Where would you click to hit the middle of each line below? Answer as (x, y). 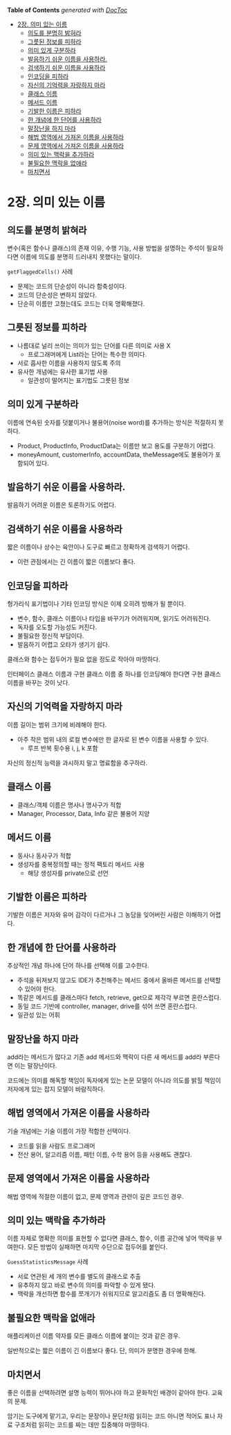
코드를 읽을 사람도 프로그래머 (56, 1146)
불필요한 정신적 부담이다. (50, 636)
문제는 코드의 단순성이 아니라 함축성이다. (72, 286)
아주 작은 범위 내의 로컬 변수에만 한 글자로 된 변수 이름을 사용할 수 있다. (113, 739)
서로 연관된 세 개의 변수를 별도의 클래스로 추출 (79, 1277)
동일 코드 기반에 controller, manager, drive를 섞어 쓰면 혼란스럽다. (107, 1006)
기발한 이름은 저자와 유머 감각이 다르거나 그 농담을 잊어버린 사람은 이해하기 (108, 915)
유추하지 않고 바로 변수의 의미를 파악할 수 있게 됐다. (86, 1285)
